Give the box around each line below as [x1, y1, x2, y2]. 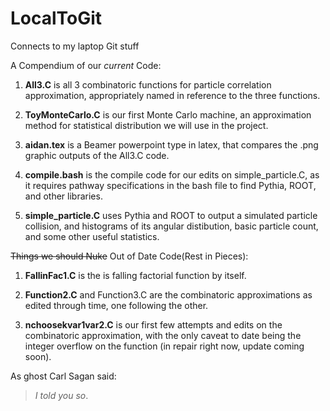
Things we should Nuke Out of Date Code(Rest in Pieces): [10, 250, 249, 262]
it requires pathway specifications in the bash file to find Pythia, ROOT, [24, 179, 317, 191]
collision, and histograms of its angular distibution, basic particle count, [24, 220, 319, 232]
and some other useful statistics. [24, 230, 160, 242]
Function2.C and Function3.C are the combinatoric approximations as [24, 288, 313, 301]
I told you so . [34, 389, 89, 401]
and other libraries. [24, 190, 103, 202]
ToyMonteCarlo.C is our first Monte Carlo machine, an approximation [24, 108, 312, 121]
